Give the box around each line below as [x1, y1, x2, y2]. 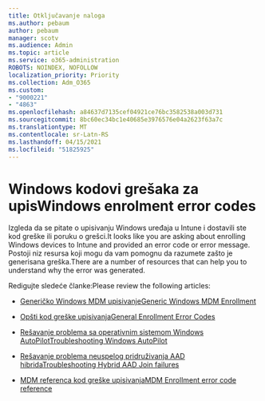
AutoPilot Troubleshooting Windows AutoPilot [19, 336, 168, 346]
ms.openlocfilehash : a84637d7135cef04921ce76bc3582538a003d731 [8, 109, 223, 117]
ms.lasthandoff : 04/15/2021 [8, 137, 102, 146]
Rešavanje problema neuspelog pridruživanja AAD [19, 351, 185, 361]
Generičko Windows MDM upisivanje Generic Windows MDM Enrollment [19, 296, 257, 306]
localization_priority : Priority [8, 71, 120, 79]
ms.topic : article [8, 49, 69, 57]
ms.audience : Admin [8, 42, 73, 50]
